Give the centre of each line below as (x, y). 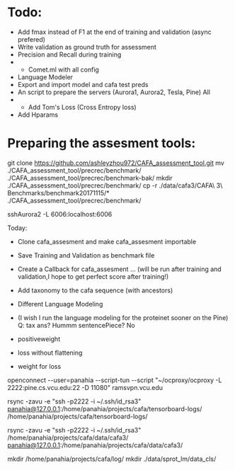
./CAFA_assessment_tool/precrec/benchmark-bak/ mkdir (90, 178)
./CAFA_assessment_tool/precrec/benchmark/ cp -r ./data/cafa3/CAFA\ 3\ (115, 185)
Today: (17, 228)
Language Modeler (45, 77)
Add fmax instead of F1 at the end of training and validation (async (114, 32)
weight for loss (39, 366)
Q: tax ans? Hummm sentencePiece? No (76, 325)
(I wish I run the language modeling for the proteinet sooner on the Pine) (123, 317)
